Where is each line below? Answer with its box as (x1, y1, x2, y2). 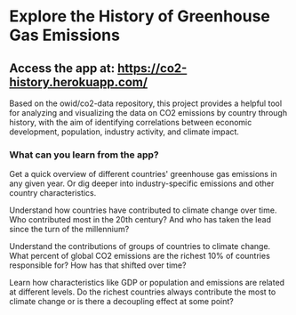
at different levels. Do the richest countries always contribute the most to (9, 287, 276, 297)
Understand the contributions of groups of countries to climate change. (9, 241, 271, 252)
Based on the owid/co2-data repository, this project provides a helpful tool (9, 98, 283, 109)
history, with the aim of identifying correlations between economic (9, 117, 252, 127)
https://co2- (116, 61, 188, 76)
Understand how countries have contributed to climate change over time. (9, 205, 277, 215)
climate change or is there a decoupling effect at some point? (9, 296, 234, 307)
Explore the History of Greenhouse (9, 6, 271, 27)
